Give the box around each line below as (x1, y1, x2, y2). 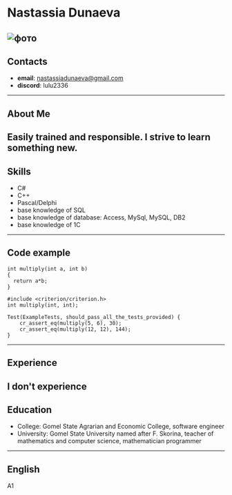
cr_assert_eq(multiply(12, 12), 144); (19, 326, 131, 333)
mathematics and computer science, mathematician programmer (17, 437, 202, 445)
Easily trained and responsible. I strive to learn (7, 131, 211, 143)
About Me (7, 108, 50, 119)
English (7, 463, 40, 475)
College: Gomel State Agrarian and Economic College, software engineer (17, 423, 224, 431)
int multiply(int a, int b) (7, 265, 88, 272)
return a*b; (13, 278, 48, 284)
